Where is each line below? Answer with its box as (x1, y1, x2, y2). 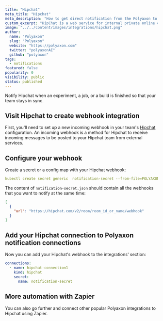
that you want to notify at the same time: (5, 190, 86, 196)
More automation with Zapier (5, 292, 95, 301)
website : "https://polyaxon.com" (9, 43, 77, 48)
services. (5, 140, 23, 146)
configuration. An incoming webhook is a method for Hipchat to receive (5, 129, 148, 136)
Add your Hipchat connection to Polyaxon (5, 231, 134, 239)
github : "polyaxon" (9, 52, 49, 57)
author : (5, 30, 21, 34)
